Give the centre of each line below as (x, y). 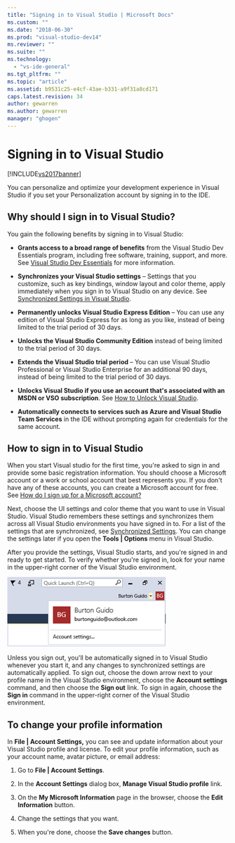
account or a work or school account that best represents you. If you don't (115, 480)
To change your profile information (85, 725)
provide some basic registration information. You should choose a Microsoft (117, 473)
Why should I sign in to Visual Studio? (91, 217)
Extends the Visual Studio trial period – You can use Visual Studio (114, 361)
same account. (39, 426)
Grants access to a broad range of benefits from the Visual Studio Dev (120, 247)
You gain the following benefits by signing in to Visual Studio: (95, 234)
